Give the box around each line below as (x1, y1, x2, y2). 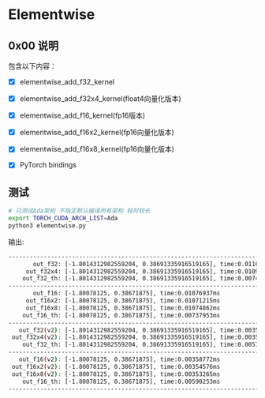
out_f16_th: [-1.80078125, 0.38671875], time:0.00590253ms (22, 377, 221, 385)
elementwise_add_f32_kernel (19, 77, 115, 86)
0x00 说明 (8, 39, 59, 52)
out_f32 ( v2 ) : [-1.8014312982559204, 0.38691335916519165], (18, 326, 217, 334)
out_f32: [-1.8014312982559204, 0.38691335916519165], (32, 260, 217, 268)
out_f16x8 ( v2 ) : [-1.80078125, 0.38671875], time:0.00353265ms (11, 370, 221, 378)
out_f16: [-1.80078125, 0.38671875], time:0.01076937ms (32, 290, 221, 298)
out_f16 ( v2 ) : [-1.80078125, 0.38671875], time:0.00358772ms (18, 355, 221, 364)
